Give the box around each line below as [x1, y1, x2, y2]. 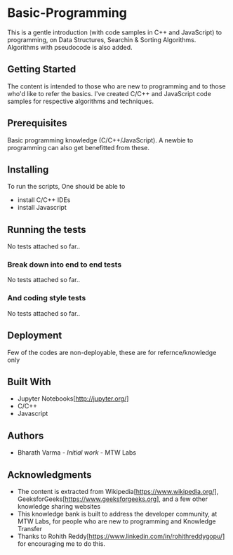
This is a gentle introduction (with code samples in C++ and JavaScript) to [7, 28, 222, 36]
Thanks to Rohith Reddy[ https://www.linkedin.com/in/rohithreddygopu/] [17, 532, 225, 541]
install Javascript [17, 203, 67, 212]
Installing [7, 163, 49, 175]
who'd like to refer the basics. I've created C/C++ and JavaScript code [7, 89, 212, 98]
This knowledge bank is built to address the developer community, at [17, 510, 218, 519]
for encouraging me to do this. [17, 540, 105, 548]
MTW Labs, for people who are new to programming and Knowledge [17, 517, 216, 526]
